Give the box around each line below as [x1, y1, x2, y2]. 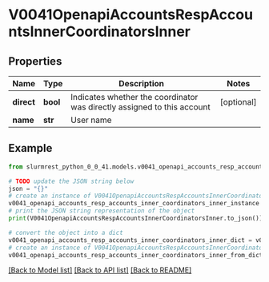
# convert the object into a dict [8, 228, 124, 236]
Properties [8, 54, 62, 68]
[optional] [219, 97, 257, 107]
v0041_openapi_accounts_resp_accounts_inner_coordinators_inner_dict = [8, 236, 252, 244]
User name [70, 114, 112, 125]
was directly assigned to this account [70, 101, 211, 113]
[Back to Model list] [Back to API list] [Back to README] [8, 265, 192, 275]
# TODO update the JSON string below [8, 177, 134, 185]
